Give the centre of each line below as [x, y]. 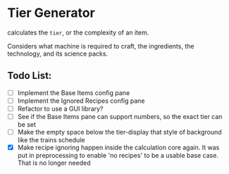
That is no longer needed [54, 163]
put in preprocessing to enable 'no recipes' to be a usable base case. [118, 156]
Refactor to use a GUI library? [60, 108]
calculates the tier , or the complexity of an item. [78, 32]
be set [27, 124]
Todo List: [30, 76]
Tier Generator [51, 13]
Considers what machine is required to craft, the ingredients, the [101, 46]
